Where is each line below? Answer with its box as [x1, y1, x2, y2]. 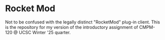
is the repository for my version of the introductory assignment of [5, 24, 138, 30]
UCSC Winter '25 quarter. [19, 29, 71, 35]
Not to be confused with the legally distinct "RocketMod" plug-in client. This [5, 19, 161, 25]
